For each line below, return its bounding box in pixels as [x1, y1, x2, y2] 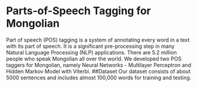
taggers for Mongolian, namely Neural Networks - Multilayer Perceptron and [6, 61, 192, 69]
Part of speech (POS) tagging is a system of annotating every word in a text [6, 36, 190, 43]
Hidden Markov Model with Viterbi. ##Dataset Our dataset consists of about [6, 67, 191, 75]
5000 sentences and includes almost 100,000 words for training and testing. [6, 74, 192, 81]
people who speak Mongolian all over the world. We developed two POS [6, 55, 182, 62]
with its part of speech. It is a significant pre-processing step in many [6, 43, 175, 50]
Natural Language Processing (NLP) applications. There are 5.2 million [6, 49, 177, 56]
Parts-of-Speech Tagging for [6, 4, 152, 18]
